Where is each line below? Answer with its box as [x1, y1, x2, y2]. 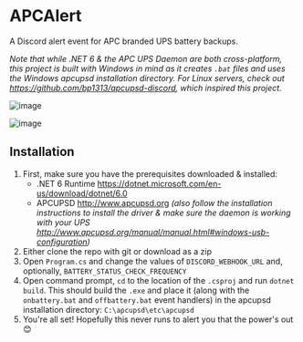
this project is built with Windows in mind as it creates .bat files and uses [9, 63, 286, 74]
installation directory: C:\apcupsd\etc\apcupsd [22, 304, 194, 315]
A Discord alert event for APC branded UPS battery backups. [9, 36, 239, 47]
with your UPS [36, 216, 91, 228]
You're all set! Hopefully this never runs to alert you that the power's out [22, 314, 294, 325]
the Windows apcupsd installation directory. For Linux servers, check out [9, 72, 285, 83]
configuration [36, 236, 89, 247]
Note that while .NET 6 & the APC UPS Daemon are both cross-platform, [9, 53, 283, 64]
